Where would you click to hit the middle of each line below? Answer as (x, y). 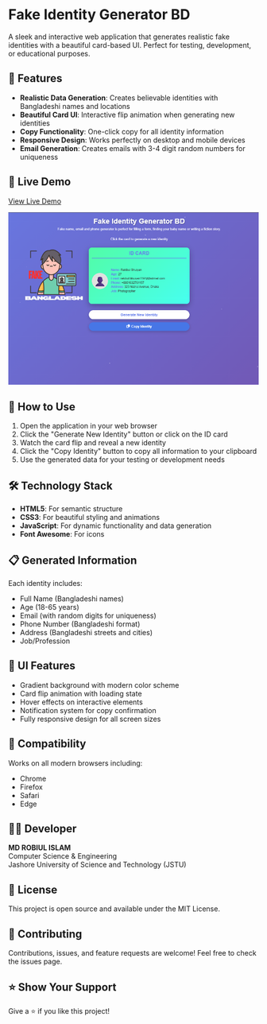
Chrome (33, 778)
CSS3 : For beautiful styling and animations (90, 518)
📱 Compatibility (47, 744)
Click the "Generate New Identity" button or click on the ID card (124, 434)
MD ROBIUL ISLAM (40, 848)
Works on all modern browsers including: (75, 763)
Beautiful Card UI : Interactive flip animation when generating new (127, 114)
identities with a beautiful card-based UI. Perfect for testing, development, (130, 45)
